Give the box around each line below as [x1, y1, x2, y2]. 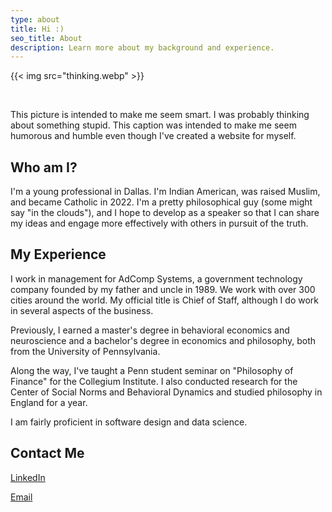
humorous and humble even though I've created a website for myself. [10, 130, 297, 142]
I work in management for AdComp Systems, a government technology [10, 272, 303, 285]
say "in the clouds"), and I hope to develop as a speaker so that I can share [10, 207, 320, 219]
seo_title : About [10, 33, 83, 43]
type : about [10, 14, 60, 25]
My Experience [10, 246, 107, 263]
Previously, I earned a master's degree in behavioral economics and [10, 324, 290, 336]
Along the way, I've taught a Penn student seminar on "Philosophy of [10, 364, 294, 376]
